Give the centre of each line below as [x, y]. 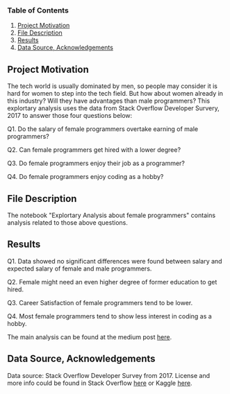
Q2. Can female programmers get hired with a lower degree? [94, 150]
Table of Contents [38, 10]
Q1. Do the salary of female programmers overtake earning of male [103, 129]
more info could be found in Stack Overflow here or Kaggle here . [100, 383]
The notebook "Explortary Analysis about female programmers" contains [112, 215]
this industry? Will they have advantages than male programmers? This [109, 101]
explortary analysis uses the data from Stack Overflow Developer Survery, [114, 108]
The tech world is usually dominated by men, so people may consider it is [112, 86]
